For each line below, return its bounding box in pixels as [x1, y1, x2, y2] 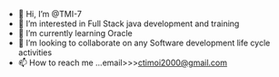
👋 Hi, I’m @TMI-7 [17, 9, 83, 19]
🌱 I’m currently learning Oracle [17, 28, 134, 38]
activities [17, 47, 53, 58]
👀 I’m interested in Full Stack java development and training [17, 18, 240, 29]
